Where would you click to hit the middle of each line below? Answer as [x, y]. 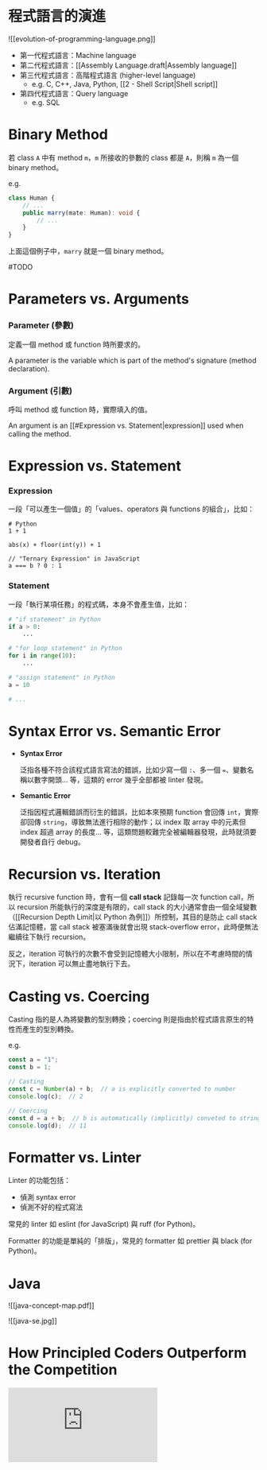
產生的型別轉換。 [50, 1030]
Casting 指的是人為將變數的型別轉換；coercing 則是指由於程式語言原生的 [128, 1019]
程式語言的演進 [57, 16]
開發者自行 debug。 [52, 842]
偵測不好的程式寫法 [51, 1207]
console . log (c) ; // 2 [46, 1096]
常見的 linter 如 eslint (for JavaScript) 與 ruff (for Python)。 [104, 1224]
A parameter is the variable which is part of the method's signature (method [132, 360]
